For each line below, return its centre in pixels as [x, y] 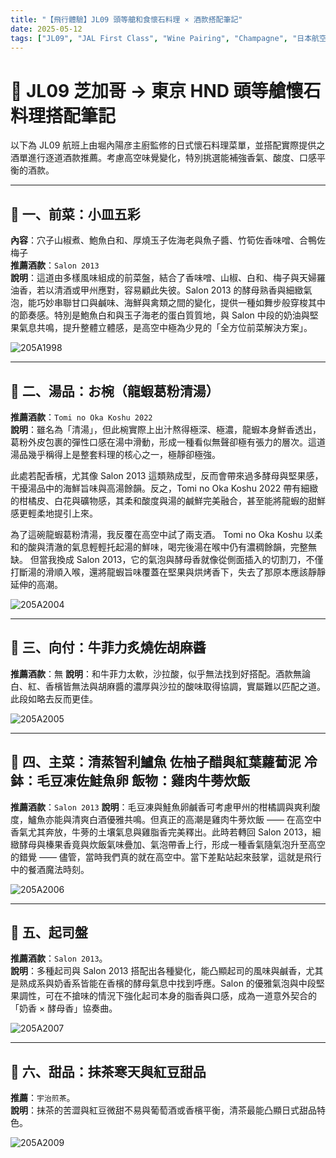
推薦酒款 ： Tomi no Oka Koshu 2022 [81, 417]
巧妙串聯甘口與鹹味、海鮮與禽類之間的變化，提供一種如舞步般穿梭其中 [181, 303]
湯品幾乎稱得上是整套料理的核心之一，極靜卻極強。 [115, 454]
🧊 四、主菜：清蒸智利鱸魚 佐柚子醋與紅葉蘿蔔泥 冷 [164, 762]
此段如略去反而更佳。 [54, 698]
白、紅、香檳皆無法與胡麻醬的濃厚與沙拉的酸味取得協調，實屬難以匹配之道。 [168, 686]
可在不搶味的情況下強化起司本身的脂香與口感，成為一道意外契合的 [180, 996]
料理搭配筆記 [63, 115]
